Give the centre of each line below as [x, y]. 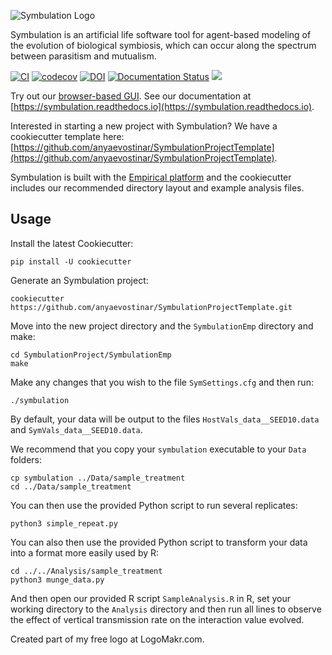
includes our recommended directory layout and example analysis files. [157, 188]
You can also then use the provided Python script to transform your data [159, 542]
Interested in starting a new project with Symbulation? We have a [144, 126]
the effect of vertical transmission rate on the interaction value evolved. [157, 619]
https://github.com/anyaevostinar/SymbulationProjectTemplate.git [151, 307]
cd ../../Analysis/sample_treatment [86, 571]
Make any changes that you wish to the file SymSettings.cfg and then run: [162, 382]
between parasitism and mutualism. [83, 56]
